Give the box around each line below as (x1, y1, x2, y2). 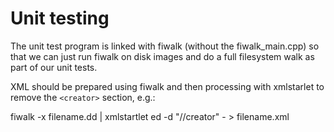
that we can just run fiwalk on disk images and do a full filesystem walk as (10, 50, 315, 62)
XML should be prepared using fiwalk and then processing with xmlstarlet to (10, 80, 325, 92)
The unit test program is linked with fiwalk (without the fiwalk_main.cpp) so (10, 40, 320, 52)
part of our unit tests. (10, 61, 98, 73)
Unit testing (10, 7, 110, 30)
